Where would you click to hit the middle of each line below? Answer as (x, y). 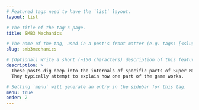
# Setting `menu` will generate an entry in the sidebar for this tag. (96, 87)
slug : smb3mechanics (32, 49)
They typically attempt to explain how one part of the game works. (98, 76)
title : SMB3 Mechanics (34, 33)
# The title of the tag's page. (46, 28)
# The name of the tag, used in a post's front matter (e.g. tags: (91, 44)
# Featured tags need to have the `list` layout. (69, 11)
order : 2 (17, 98)
